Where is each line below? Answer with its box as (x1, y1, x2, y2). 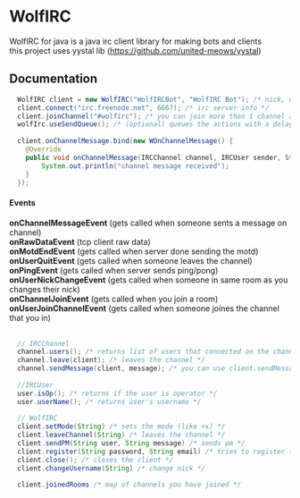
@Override (25, 145, 62, 154)
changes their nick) (9, 283, 80, 294)
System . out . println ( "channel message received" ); (41, 161, 229, 171)
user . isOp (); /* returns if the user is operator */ (17, 389, 218, 398)
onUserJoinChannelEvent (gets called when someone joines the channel (9, 302, 279, 314)
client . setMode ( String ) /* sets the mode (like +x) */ (17, 422, 226, 431)
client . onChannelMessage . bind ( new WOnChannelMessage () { (17, 137, 234, 146)
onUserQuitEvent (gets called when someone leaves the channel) (9, 255, 253, 266)
